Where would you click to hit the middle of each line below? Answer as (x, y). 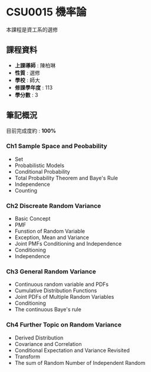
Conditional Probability (42, 171)
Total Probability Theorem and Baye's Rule (66, 178)
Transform (27, 356)
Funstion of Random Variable (50, 231)
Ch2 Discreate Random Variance (54, 205)
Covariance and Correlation (48, 344)
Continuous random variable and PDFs (62, 285)
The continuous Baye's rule (48, 309)
